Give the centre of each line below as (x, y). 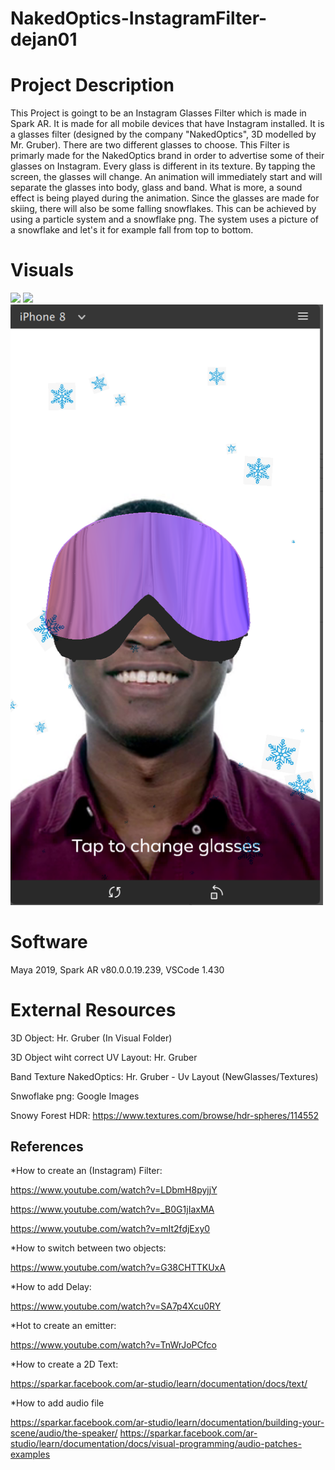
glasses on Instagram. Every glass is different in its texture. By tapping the (163, 166)
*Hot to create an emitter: (63, 1326)
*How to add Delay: (51, 1287)
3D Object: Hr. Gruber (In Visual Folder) (91, 1038)
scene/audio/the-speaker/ (64, 1433)
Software (49, 941)
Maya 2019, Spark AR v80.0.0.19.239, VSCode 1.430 (117, 969)
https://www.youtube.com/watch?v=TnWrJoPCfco (113, 1345)
